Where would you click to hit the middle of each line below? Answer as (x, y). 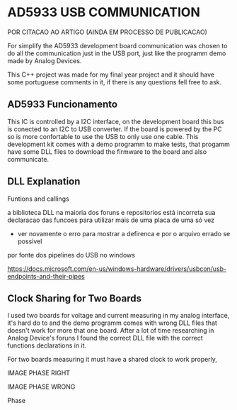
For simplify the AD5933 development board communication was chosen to (117, 45)
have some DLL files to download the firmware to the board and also (107, 151)
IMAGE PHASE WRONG (41, 387)
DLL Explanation (44, 182)
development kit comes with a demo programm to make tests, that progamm (118, 144)
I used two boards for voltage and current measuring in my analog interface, (118, 316)
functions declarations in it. (47, 345)
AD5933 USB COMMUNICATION (104, 12)
